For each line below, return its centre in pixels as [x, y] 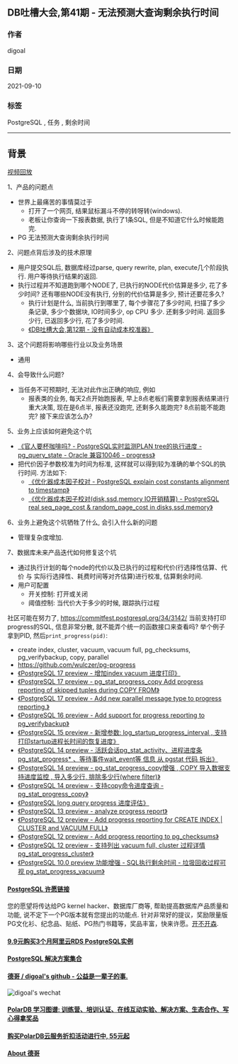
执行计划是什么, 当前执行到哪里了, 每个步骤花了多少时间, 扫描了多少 [126, 303]
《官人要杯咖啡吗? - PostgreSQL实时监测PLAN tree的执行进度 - [110, 446]
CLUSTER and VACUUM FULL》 [63, 828]
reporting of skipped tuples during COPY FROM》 [89, 690]
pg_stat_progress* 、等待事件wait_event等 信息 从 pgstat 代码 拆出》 [118, 759]
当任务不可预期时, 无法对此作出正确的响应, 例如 [86, 390]
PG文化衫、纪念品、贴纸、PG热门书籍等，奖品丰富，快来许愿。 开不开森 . [113, 924]
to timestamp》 [49, 490]
